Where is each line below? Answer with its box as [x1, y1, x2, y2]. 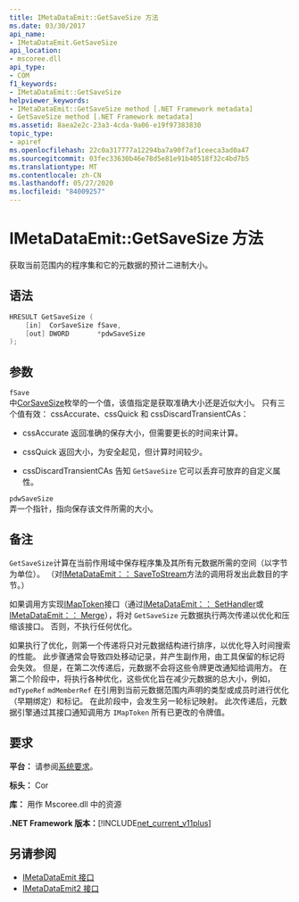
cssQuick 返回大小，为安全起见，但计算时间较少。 [21, 447, 208, 458]
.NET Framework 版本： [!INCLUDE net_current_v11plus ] [9, 817, 212, 828]
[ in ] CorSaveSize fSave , [25, 320, 122, 330]
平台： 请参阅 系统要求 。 [9, 760, 98, 772]
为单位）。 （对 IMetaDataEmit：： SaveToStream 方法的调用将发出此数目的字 [9, 568, 288, 579]
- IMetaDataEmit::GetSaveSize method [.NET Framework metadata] [9, 104, 253, 113]
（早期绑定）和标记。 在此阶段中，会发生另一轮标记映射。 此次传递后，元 [9, 695, 279, 706]
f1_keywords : [9, 79, 58, 88]
